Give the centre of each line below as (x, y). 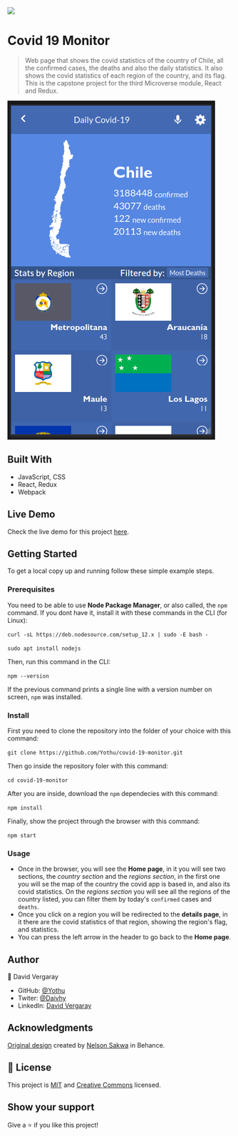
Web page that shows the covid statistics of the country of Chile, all (124, 60)
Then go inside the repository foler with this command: (88, 765)
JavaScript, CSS (42, 477)
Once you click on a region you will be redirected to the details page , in (123, 914)
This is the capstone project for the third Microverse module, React (123, 83)
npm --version (29, 676)
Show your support (51, 1107)
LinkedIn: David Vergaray (55, 1006)
